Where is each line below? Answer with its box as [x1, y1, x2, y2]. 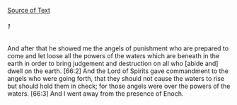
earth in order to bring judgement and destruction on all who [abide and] [7, 60, 219, 68]
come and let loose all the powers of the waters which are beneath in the [7, 52, 220, 60]
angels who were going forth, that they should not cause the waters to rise [7, 74, 225, 83]
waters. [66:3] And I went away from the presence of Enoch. [7, 89, 184, 98]
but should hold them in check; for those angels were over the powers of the [7, 82, 231, 91]
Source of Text [7, 6, 51, 14]
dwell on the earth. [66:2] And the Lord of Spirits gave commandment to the [7, 67, 229, 75]
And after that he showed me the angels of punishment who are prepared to [7, 44, 229, 52]
